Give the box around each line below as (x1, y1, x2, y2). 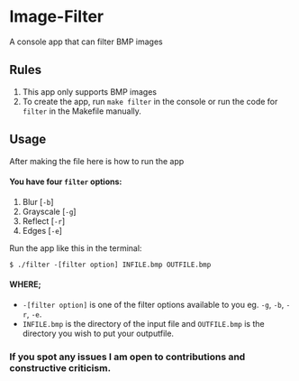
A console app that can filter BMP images (9, 36, 164, 47)
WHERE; (9, 279, 41, 290)
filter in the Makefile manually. (22, 106, 142, 116)
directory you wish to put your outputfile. (22, 328, 174, 339)
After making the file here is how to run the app (9, 155, 185, 166)
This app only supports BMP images (22, 86, 158, 97)
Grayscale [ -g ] (22, 206, 77, 217)
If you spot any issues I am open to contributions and (9, 350, 246, 363)
